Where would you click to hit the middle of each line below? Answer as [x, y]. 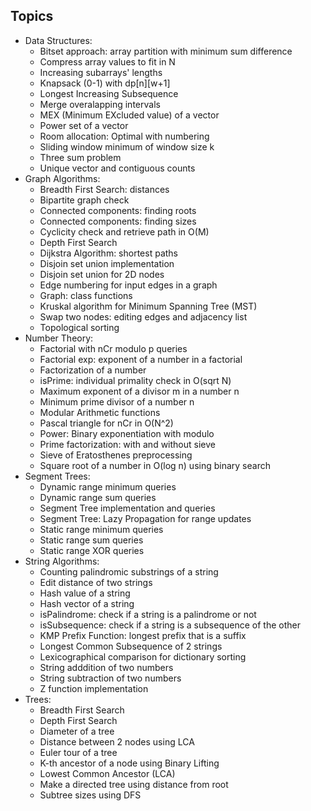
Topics [32, 16]
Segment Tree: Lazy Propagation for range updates [145, 518]
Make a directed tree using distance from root [134, 784]
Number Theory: [59, 338]
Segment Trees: [57, 476]
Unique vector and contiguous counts [117, 168]
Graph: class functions [86, 295]
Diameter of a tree [77, 731]
